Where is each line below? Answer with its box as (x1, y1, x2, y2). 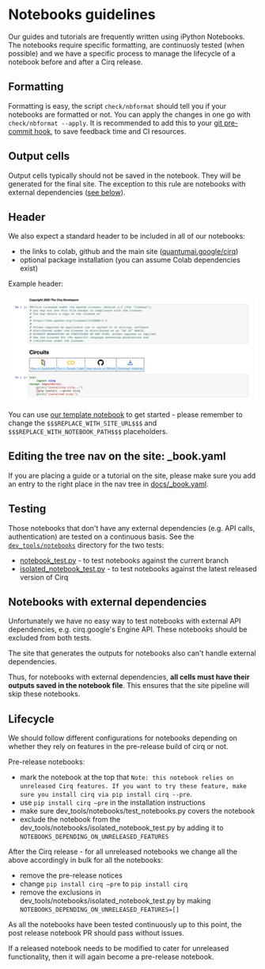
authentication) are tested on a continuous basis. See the (8, 532, 195, 541)
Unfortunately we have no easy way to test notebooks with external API (8, 617, 241, 626)
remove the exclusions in (19, 887, 101, 898)
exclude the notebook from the (19, 815, 121, 825)
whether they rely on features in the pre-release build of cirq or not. (8, 742, 229, 752)
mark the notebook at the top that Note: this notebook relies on (19, 772, 234, 783)
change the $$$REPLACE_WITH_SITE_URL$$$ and (8, 418, 157, 428)
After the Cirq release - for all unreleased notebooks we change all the (8, 847, 237, 856)
